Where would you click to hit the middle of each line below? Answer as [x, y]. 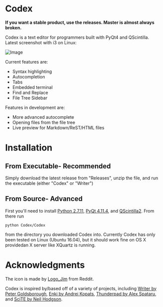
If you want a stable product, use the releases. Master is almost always [80, 22]
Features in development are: [35, 107]
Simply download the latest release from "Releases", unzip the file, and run [82, 178]
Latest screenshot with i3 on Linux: [41, 42]
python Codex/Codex [25, 225]
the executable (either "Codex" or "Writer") [49, 183]
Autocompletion [29, 77]
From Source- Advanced [44, 199]
